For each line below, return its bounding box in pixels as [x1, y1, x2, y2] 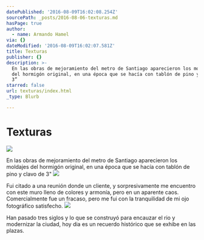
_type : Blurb [6, 94, 39, 100]
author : [6, 26, 26, 32]
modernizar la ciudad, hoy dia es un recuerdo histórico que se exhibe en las [6, 220, 196, 228]
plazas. [6, 227, 24, 234]
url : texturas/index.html [6, 88, 72, 94]
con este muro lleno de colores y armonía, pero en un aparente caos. [6, 188, 179, 196]
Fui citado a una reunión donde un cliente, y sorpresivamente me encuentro [6, 182, 196, 189]
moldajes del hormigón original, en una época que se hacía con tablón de [6, 163, 190, 170]
